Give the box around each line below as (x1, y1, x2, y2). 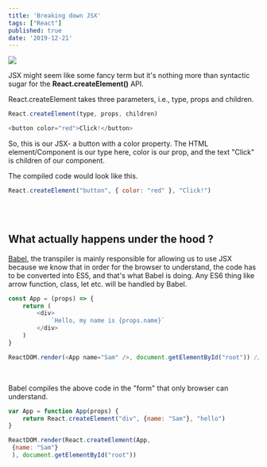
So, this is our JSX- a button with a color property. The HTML (8, 139, 209, 148)
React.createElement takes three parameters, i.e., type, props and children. (8, 95, 254, 104)
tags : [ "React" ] (8, 19, 62, 27)
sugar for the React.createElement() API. (8, 79, 145, 88)
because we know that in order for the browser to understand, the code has (8, 262, 257, 272)
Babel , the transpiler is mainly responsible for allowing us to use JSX (8, 253, 232, 263)
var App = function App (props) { (8, 407, 119, 415)
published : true (8, 26, 62, 34)
